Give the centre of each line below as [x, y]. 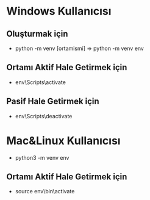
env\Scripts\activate [40, 82]
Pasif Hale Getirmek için [53, 102]
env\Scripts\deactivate [44, 116]
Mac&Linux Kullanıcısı [63, 141]
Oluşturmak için [37, 34]
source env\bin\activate [45, 191]
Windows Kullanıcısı [59, 11]
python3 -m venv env [42, 157]
